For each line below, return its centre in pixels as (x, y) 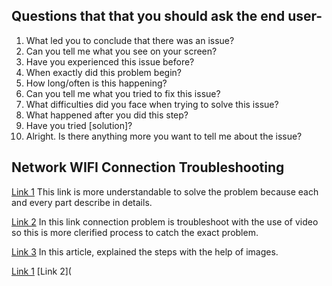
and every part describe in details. (82, 202)
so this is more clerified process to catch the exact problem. (135, 232)
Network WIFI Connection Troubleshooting (148, 167)
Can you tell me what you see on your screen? (121, 51)
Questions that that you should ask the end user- (167, 16)
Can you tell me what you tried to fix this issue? (123, 93)
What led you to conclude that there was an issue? (130, 40)
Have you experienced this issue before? (110, 61)
